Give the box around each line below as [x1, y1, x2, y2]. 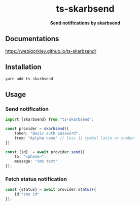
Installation [5, 63, 42, 72]
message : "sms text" [14, 159, 58, 164]
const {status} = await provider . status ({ [5, 187, 96, 192]
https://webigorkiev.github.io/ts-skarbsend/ [5, 48, 96, 54]
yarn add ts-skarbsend [5, 76, 53, 81]
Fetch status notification [5, 176, 67, 183]
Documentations [5, 35, 59, 43]
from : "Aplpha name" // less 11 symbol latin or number [14, 135, 135, 141]
